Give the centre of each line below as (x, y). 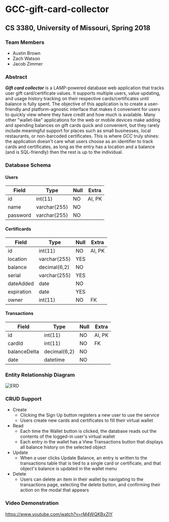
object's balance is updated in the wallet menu (68, 469)
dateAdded (21, 283)
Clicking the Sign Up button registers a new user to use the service (90, 415)
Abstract (16, 77)
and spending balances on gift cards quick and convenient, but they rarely (82, 125)
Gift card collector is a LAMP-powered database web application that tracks (85, 88)
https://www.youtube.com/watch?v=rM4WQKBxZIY (59, 514)
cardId (15, 343)
